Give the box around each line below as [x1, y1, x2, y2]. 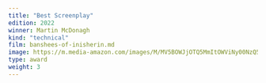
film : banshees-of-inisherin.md [8, 41, 115, 49]
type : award [8, 56, 47, 64]
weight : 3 [8, 63, 41, 71]
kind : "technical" [8, 33, 69, 42]
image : [8, 48, 30, 56]
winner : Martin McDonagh [8, 26, 90, 34]
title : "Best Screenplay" [8, 11, 93, 20]
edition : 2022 [8, 19, 55, 27]
